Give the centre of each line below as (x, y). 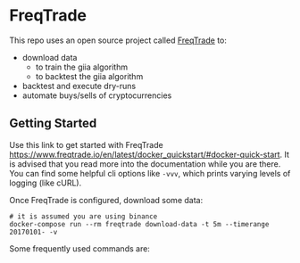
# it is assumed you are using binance (83, 216)
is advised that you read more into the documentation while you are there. (145, 164)
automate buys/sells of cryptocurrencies (97, 95)
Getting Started (53, 123)
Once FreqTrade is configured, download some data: (106, 200)
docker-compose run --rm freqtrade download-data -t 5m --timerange (139, 224)
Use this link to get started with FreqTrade (86, 144)
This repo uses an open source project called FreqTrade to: (118, 40)
